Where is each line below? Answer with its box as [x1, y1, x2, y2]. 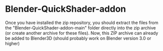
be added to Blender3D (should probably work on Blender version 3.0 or [5, 35, 151, 41]
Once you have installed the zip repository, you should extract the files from [5, 20, 159, 25]
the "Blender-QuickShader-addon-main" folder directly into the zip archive [5, 25, 156, 30]
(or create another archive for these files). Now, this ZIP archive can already [5, 30, 159, 36]
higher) [5, 40, 20, 46]
